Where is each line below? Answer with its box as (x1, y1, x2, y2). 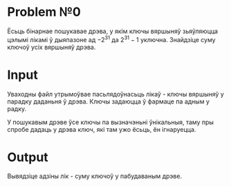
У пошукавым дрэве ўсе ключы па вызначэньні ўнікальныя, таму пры (7, 118, 214, 126)
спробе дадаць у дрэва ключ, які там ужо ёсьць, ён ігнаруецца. (7, 125, 196, 133)
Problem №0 (7, 4, 81, 20)
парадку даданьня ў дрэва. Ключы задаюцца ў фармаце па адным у (7, 97, 210, 106)
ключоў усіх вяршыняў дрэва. (7, 43, 96, 51)
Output (7, 149, 48, 165)
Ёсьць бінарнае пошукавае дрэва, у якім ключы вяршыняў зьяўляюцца (7, 27, 219, 35)
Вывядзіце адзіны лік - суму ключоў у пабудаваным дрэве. (7, 172, 182, 180)
